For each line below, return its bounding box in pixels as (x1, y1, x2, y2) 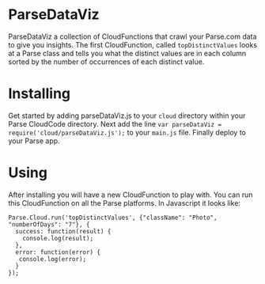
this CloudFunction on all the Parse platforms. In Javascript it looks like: (8, 198, 241, 207)
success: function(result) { (15, 227, 112, 235)
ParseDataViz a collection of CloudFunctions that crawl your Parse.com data (8, 32, 257, 41)
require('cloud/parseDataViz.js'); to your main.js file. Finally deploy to (8, 127, 247, 137)
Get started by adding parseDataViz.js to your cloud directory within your (8, 111, 246, 120)
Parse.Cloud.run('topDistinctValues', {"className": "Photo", (8, 214, 218, 222)
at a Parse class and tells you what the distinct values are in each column (8, 48, 247, 58)
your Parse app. (8, 136, 61, 146)
